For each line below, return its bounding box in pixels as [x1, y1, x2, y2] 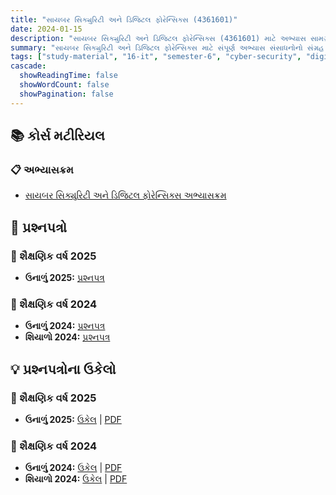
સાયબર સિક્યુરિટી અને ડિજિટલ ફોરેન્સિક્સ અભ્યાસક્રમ [24, 189, 227, 201]
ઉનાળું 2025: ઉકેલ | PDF [24, 413, 122, 425]
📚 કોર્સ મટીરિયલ [10, 127, 105, 145]
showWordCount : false [19, 80, 110, 90]
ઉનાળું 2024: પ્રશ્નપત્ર [24, 320, 106, 332]
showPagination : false [19, 89, 114, 99]
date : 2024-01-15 [10, 24, 83, 34]
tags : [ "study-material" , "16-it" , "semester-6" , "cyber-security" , [10, 52, 302, 62]
